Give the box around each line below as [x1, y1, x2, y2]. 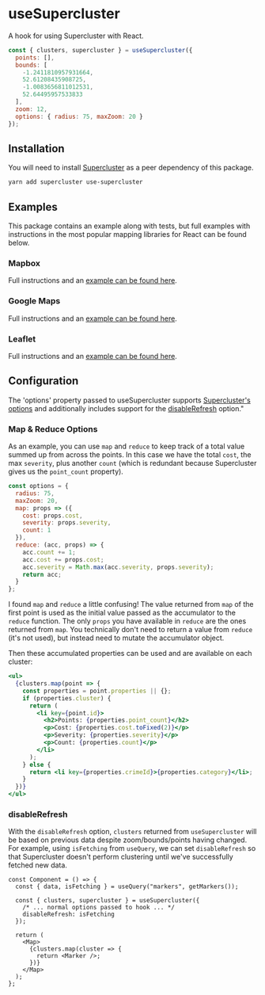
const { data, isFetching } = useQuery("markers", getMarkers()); [15, 883, 239, 891]
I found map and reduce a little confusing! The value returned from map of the [8, 600, 254, 609]
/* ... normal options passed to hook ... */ [22, 904, 176, 912]
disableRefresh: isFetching [22, 910, 115, 919]
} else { [22, 761, 51, 768]
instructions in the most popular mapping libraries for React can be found [8, 230, 247, 239]
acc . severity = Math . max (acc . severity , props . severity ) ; [22, 563, 214, 571]
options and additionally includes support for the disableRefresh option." [8, 403, 244, 413]
